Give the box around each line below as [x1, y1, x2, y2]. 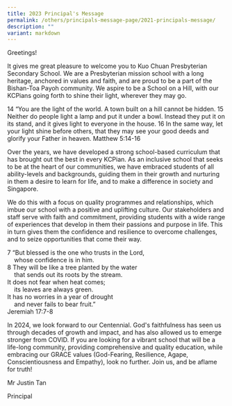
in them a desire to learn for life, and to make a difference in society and [7, 178, 213, 186]
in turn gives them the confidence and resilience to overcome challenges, [7, 228, 217, 236]
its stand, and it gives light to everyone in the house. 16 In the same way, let [7, 119, 224, 128]
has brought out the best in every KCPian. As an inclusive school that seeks [7, 155, 224, 164]
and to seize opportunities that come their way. [7, 235, 142, 244]
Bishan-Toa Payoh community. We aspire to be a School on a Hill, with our [7, 84, 219, 92]
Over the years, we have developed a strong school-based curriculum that [7, 148, 221, 156]
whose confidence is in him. [13, 256, 94, 264]
